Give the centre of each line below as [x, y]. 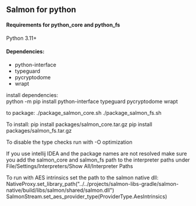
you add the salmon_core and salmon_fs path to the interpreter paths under [98, 160]
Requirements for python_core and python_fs [63, 25]
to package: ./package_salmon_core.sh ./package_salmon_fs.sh [84, 112]
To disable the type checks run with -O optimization [69, 142]
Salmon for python [41, 10]
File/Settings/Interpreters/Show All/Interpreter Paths [70, 166]
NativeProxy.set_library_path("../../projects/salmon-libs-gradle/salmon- [92, 184]
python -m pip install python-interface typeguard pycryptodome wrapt [92, 101]
